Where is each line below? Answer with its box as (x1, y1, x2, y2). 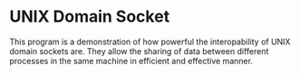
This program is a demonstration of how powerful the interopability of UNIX (9, 36, 291, 47)
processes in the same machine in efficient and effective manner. (9, 55, 254, 66)
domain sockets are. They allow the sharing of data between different (9, 45, 269, 56)
